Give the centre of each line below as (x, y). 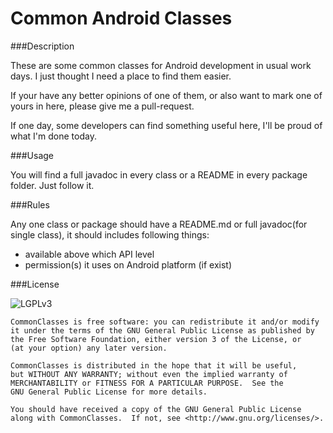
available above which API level (89, 254)
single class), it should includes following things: (110, 234)
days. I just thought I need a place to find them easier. (121, 76)
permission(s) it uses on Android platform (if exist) (128, 264)
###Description (42, 46)
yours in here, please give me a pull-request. (102, 106)
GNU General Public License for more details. (109, 392)
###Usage (32, 155)
